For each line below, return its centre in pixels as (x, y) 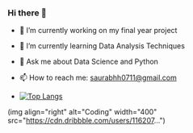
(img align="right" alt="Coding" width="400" (82, 112)
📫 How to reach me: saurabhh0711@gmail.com (98, 78)
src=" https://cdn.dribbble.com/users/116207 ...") (87, 121)
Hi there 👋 (27, 13)
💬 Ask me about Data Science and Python (89, 62)
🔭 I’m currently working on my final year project (98, 31)
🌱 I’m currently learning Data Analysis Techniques (102, 46)
